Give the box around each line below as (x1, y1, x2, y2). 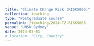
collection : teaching (5, 11, 49, 16)
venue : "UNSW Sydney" (5, 25, 49, 30)
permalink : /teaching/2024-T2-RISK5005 (5, 20, 86, 25)
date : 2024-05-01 (5, 29, 40, 34)
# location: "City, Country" (5, 34, 64, 39)
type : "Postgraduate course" (5, 16, 64, 21)
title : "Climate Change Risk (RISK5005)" (5, 7, 91, 12)
